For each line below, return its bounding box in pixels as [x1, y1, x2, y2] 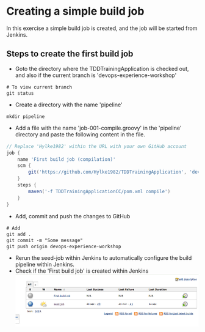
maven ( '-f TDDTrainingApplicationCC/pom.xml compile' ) [28, 188, 171, 194]
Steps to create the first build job [6, 49, 134, 59]
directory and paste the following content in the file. [15, 130, 145, 138]
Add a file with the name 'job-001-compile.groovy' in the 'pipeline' [15, 124, 182, 131]
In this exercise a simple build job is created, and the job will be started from [6, 24, 198, 32]
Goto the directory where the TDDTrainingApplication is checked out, [15, 65, 189, 72]
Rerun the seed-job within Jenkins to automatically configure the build [15, 254, 192, 261]
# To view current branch [6, 84, 72, 90]
